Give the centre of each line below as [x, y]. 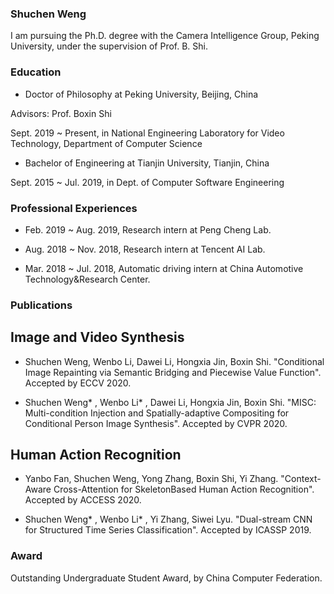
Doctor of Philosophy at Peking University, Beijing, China [141, 94]
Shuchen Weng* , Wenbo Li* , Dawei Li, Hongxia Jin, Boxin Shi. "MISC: [170, 402]
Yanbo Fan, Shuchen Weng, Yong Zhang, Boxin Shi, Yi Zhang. [151, 479]
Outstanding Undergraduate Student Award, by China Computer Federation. [166, 578]
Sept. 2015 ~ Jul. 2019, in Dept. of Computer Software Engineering [147, 182]
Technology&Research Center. [87, 279]
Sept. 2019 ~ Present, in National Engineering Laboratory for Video [147, 133]
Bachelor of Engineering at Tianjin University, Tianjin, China [147, 163]
